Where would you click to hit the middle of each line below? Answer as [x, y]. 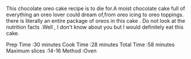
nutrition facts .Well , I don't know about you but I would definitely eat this [95, 27]
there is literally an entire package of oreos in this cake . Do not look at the [96, 21]
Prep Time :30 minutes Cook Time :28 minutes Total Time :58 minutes [90, 44]
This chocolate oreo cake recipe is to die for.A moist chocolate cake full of [96, 8]
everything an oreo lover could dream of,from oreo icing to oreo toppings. [95, 15]
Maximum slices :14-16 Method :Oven [51, 51]
